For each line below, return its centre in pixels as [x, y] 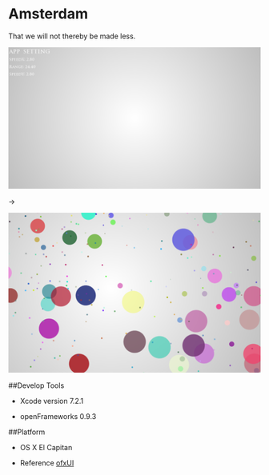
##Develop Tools [36, 385]
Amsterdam [48, 14]
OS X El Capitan [46, 448]
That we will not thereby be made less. [72, 36]
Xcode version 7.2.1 [52, 401]
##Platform [27, 432]
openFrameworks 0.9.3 [58, 417]
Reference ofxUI [47, 463]
